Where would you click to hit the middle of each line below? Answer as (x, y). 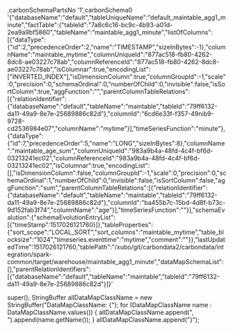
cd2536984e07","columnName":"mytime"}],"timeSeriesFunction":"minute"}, (116, 129)
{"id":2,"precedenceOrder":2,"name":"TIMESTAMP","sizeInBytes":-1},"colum (116, 47)
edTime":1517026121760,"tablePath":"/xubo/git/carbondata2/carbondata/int (115, 247)
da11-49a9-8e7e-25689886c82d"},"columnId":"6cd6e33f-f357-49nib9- (111, 114)
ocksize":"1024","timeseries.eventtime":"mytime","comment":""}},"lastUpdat (116, 239)
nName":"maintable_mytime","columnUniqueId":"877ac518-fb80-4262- (110, 54)
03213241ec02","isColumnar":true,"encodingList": (79, 165)
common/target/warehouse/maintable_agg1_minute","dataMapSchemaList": (115, 262)
